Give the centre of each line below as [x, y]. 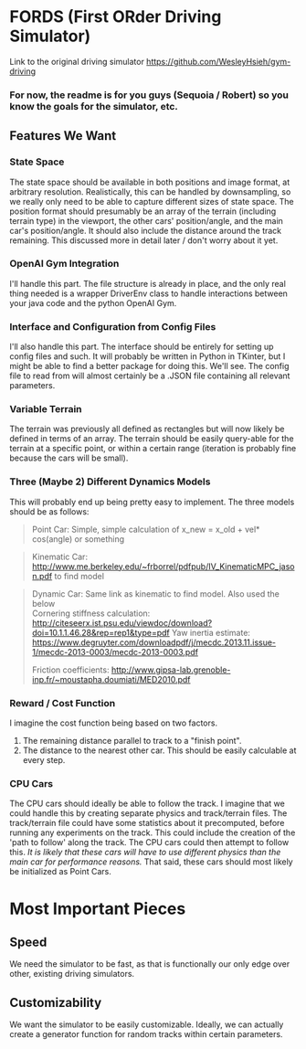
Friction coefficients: [70, 670]
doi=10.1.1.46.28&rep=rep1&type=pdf [101, 632]
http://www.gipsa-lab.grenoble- [171, 670]
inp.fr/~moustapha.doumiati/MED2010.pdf [111, 679]
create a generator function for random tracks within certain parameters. [146, 1034]
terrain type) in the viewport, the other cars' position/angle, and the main [146, 220]
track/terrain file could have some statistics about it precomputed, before [147, 823]
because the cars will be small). [69, 458]
